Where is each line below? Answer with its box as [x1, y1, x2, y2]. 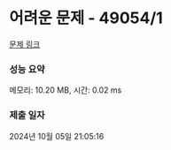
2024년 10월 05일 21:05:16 [9, 131, 105, 141]
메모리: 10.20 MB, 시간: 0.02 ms [9, 85, 122, 95]
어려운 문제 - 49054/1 [9, 8, 164, 28]
